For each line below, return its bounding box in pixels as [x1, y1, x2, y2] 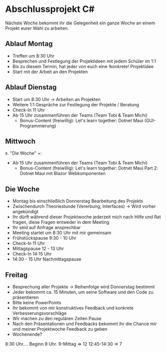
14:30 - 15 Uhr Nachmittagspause [12, 256, 82, 262]
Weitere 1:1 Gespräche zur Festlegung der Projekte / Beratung [12, 101, 140, 107]
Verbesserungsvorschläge [12, 310, 67, 316]
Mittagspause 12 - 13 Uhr [12, 246, 64, 252]
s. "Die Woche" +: [5, 150, 42, 156]
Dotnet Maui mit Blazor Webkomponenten [19, 171, 106, 176]
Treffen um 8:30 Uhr [12, 53, 55, 59]
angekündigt [12, 209, 39, 215]
